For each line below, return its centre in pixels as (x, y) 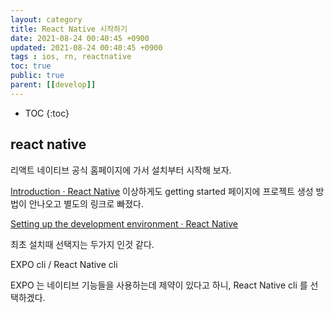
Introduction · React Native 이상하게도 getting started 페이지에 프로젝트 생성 (162, 191)
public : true (37, 76)
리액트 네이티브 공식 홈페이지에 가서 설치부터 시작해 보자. (121, 170)
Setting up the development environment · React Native (124, 223)
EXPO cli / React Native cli (64, 264)
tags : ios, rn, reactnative (71, 57)
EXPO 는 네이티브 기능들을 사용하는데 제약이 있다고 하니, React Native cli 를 (159, 285)
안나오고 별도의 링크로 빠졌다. (86, 203)
